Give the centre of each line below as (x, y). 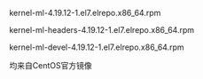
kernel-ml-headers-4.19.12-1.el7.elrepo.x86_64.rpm (102, 30)
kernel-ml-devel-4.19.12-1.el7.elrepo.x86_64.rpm (97, 47)
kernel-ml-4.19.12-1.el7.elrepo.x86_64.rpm (85, 13)
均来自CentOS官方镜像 (51, 65)
